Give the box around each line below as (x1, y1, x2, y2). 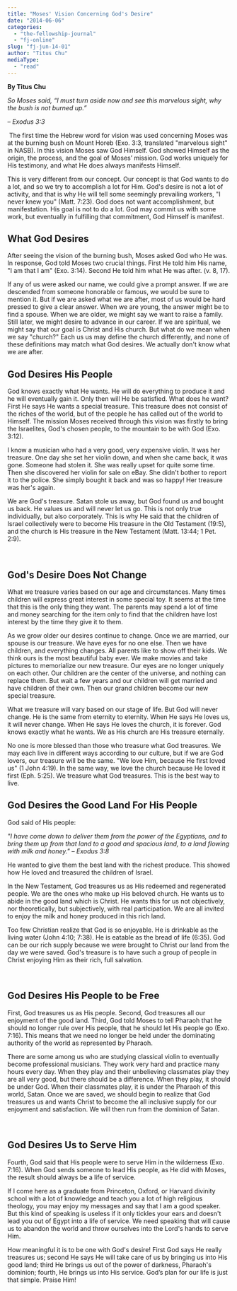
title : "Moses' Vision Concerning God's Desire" (7, 10, 154, 18)
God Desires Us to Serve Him (7, 1139, 137, 1151)
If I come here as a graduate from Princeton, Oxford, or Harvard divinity (7, 1186, 216, 1195)
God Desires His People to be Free (7, 990, 160, 1002)
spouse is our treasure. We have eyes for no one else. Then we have (7, 639, 207, 648)
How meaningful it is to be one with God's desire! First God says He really (7, 1245, 222, 1254)
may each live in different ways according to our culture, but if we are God (7, 749, 224, 757)
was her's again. (7, 484, 55, 492)
